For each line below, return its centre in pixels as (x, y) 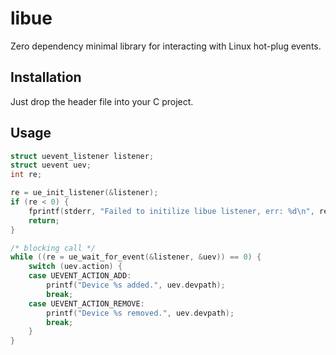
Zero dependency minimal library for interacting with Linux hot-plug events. (166, 46)
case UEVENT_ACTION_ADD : (80, 276)
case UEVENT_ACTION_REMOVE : (86, 303)
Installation (46, 77)
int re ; (26, 175)
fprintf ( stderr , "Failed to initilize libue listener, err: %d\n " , (171, 211)
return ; (44, 220)
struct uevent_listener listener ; (82, 156)
